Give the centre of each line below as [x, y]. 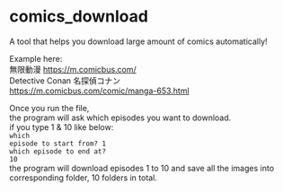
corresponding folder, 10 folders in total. [83, 178]
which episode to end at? [57, 151]
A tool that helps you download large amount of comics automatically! [138, 41]
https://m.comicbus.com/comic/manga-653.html [100, 91]
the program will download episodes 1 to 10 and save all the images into [142, 168]
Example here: [36, 58]
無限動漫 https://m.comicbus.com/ [73, 69]
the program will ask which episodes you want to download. [120, 118]
